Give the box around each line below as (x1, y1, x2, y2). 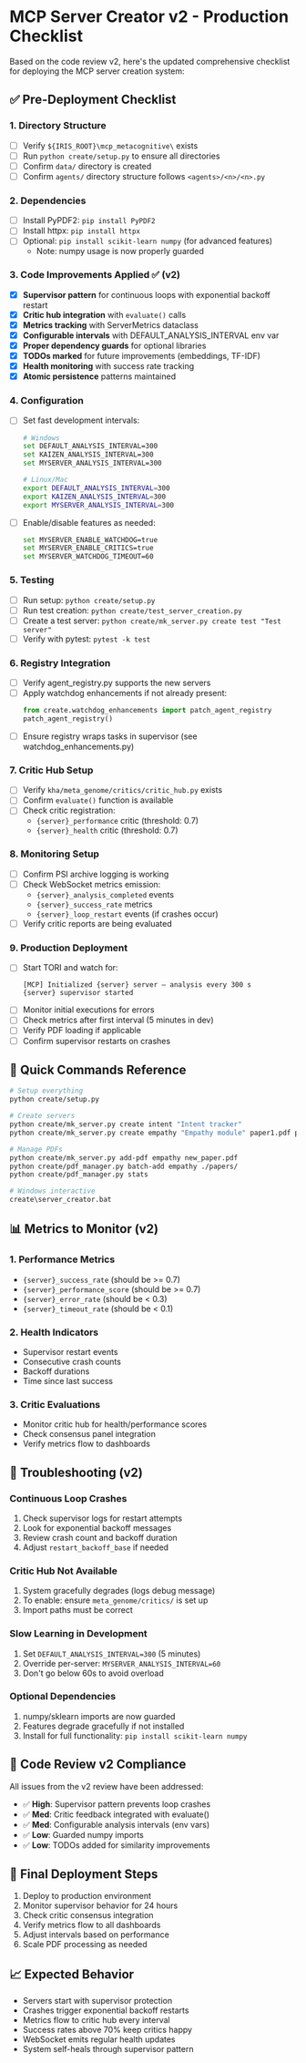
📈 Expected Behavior (9, 1966, 135, 1982)
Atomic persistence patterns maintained (22, 371, 176, 382)
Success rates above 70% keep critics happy (22, 2025, 193, 2036)
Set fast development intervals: (22, 415, 140, 426)
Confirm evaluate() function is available (22, 795, 174, 806)
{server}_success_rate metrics (36, 898, 153, 909)
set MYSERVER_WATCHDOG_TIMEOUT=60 (22, 552, 154, 561)
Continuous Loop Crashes (9, 1492, 127, 1504)
